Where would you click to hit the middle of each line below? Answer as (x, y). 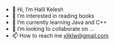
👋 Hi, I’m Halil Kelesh (38, 9)
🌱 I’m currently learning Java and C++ (59, 22)
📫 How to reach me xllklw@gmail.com (60, 36)
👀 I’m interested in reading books (53, 16)
